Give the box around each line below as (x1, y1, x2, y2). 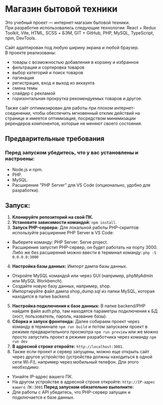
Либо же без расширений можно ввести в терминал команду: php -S (12, 250, 157, 256)
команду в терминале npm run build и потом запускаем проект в (12, 324, 147, 330)
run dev (12, 339, 28, 344)
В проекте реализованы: (5, 50, 56, 56)
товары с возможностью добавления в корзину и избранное (12, 59, 139, 65)
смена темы (12, 85, 38, 91)
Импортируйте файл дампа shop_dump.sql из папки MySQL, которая (12, 288, 155, 294)
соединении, (5, 110, 32, 116)
